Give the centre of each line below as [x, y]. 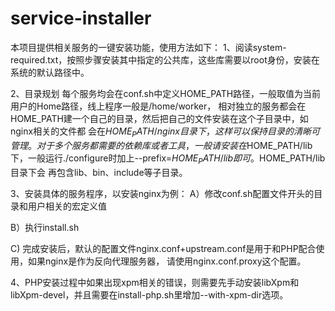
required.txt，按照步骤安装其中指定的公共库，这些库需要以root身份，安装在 [165, 59]
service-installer [81, 18]
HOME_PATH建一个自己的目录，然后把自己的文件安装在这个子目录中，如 [159, 118]
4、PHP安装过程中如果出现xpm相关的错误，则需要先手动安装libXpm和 [155, 282]
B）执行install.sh [45, 227]
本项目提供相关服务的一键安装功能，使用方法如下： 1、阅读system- [148, 47]
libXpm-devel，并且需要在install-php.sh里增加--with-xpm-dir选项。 [149, 294]
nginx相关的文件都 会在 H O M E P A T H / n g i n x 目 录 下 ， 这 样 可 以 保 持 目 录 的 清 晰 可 [165, 132]
